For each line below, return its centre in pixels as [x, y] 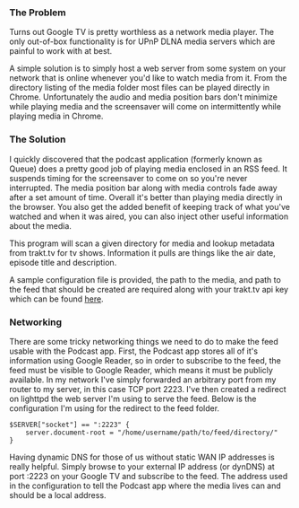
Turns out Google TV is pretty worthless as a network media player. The [142, 32]
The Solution [38, 139]
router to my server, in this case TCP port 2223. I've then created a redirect [148, 389]
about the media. [40, 225]
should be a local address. [58, 495]
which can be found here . [57, 299]
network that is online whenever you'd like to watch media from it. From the [148, 78]
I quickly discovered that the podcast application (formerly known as [136, 159]
